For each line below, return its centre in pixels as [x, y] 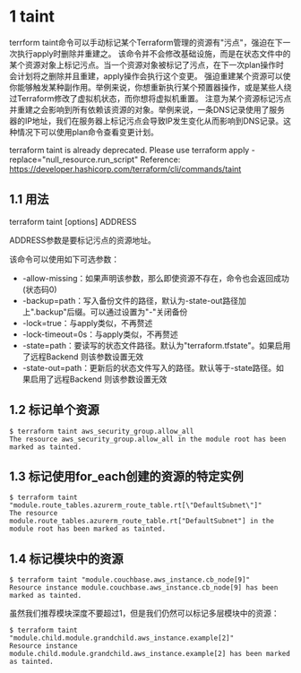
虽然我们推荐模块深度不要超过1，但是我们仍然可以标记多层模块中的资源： [144, 613]
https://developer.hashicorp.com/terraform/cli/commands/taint [125, 168]
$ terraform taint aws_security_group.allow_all [102, 431]
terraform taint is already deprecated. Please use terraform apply [129, 150]
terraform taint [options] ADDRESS [73, 221]
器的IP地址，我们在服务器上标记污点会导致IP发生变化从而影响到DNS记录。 [146, 121]
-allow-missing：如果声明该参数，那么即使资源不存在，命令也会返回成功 [155, 278]
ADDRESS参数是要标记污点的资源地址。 [83, 240]
